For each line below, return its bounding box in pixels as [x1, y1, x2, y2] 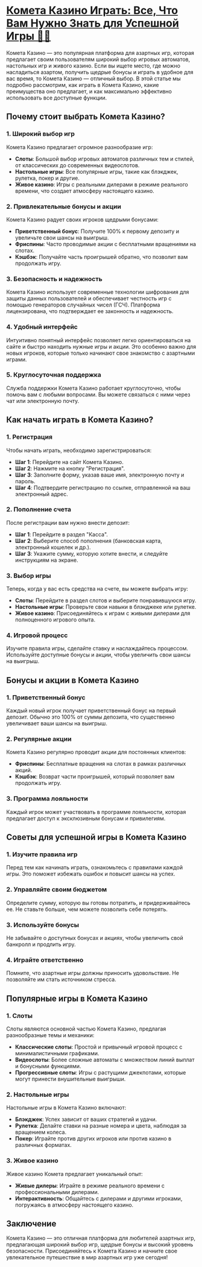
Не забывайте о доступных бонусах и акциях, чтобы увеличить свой [6, 934, 184, 941]
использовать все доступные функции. [6, 94, 107, 101]
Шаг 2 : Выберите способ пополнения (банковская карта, [14, 537, 163, 544]
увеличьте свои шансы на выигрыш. [14, 233, 109, 241]
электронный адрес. [14, 490, 68, 498]
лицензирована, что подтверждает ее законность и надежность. [6, 308, 174, 315]
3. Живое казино [6, 1157, 58, 1165]
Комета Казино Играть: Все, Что [6, 4, 178, 17]
